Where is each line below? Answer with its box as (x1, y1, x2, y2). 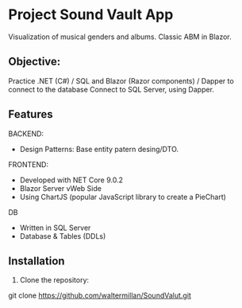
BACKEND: (8, 129, 44, 138)
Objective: (8, 55, 61, 68)
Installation (8, 254, 65, 267)
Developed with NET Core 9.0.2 (19, 175, 123, 185)
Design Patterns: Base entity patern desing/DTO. (19, 144, 179, 154)
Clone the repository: (19, 275, 90, 285)
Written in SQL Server (19, 223, 91, 232)
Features (8, 107, 53, 121)
